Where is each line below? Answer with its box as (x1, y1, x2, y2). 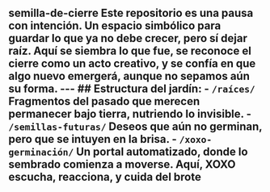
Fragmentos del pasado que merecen (8, 94, 200, 108)
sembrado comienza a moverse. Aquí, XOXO (8, 157, 236, 172)
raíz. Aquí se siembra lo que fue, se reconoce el (8, 44, 252, 58)
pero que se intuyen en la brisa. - (8, 132, 178, 146)
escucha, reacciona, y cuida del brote (8, 170, 202, 184)
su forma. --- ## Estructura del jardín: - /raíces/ (8, 82, 256, 96)
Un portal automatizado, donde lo (75, 145, 248, 159)
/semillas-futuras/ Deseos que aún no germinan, (8, 120, 263, 134)
